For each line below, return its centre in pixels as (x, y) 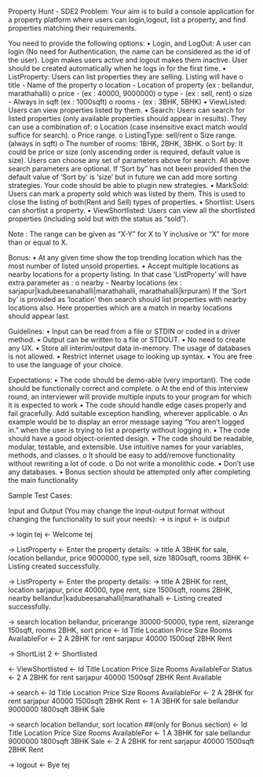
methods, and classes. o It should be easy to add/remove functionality (122, 455)
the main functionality (43, 480)
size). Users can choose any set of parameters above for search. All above (129, 160)
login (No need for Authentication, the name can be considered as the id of (130, 52)
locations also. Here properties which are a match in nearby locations (121, 307)
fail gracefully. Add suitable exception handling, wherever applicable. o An (128, 413)
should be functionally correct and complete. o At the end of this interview (128, 388)
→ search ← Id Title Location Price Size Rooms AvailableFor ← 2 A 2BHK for (131, 692)
